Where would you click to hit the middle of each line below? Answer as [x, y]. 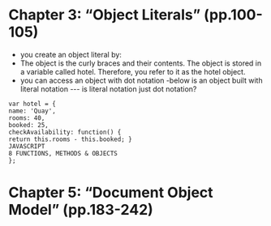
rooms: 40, [27, 118]
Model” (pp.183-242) [81, 210]
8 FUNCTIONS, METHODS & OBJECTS [63, 153]
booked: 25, [28, 125]
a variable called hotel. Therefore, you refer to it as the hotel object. [133, 71]
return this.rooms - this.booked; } [70, 139]
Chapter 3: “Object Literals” [105, 15]
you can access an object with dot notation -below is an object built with [141, 80]
